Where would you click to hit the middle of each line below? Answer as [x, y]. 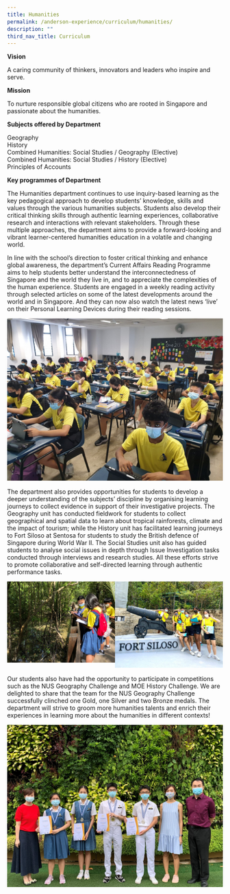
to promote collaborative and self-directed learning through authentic [105, 565]
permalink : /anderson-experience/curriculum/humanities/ [90, 22]
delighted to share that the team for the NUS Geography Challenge [101, 693]
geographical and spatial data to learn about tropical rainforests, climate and [115, 521]
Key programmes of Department [54, 180]
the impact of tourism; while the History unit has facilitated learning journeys [115, 528]
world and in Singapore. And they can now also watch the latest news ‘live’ [112, 301]
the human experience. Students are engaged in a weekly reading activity [111, 287]
